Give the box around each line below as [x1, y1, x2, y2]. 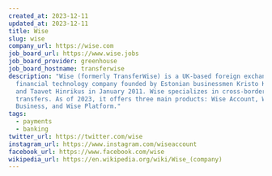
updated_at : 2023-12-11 [8, 19, 89, 28]
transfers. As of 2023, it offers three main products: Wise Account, [15, 95, 259, 103]
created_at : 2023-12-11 [8, 11, 89, 20]
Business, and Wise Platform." [15, 102, 121, 110]
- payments [15, 118, 53, 126]
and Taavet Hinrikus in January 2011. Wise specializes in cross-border [15, 87, 266, 96]
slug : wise [8, 34, 45, 43]
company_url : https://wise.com [8, 42, 114, 50]
